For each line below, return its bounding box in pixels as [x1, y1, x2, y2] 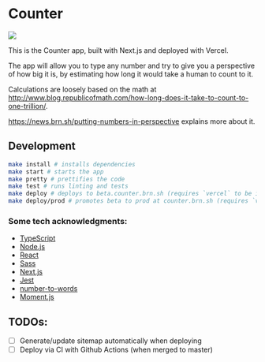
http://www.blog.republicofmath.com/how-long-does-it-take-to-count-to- [8, 92, 249, 103]
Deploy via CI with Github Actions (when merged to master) [19, 345, 213, 355]
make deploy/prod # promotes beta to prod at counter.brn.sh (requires [8, 197, 248, 205]
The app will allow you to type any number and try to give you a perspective [8, 61, 255, 70]
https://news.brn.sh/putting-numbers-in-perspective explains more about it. [8, 116, 256, 126]
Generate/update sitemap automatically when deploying [19, 336, 203, 345]
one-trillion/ [8, 101, 46, 110]
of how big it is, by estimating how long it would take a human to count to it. [8, 69, 254, 79]
